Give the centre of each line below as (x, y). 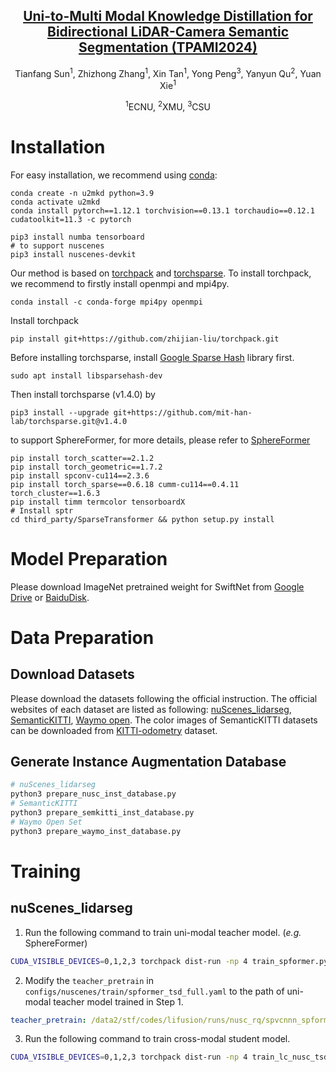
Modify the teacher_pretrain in (89, 980)
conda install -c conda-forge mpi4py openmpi (106, 302)
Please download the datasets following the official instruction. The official (164, 698)
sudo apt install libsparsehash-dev (86, 375)
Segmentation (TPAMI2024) (168, 47)
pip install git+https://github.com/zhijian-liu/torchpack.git (145, 339)
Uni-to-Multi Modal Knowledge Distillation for (168, 16)
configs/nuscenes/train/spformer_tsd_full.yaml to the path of (154, 991)
